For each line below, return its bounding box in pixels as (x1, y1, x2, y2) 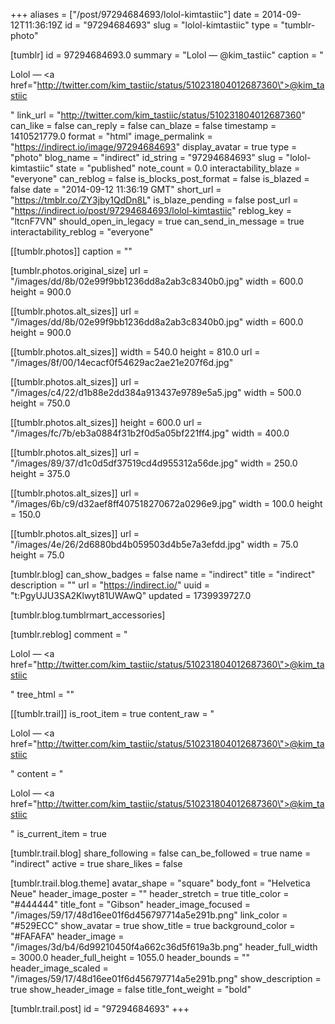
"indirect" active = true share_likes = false (10, 858, 183, 869)
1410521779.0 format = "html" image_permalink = (10, 130, 213, 142)
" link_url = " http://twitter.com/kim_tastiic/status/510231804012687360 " (10, 109, 306, 121)
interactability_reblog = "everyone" (10, 226, 154, 238)
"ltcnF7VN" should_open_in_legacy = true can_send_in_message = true (10, 215, 305, 227)
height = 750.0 (10, 397, 71, 409)
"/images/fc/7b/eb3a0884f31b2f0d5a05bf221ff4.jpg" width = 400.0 (10, 427, 290, 439)
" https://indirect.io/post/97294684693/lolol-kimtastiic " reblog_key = (10, 205, 292, 216)
